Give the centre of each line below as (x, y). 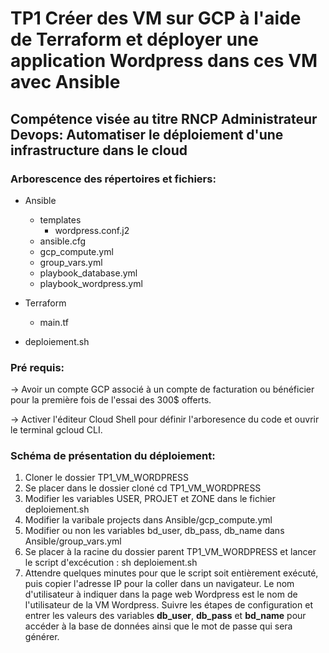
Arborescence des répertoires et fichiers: (113, 179)
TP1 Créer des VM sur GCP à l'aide (156, 18)
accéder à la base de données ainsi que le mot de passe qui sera (158, 626)
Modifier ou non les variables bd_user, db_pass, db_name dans (154, 531)
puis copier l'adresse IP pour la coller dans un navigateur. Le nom (159, 584)
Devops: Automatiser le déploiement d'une (147, 134)
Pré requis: (37, 367)
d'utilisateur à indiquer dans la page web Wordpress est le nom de (161, 594)
